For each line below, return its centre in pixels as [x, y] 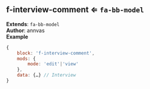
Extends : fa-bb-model [33, 24]
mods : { [26, 59]
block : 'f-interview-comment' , [56, 53]
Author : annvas [25, 30]
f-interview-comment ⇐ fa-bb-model [75, 10]
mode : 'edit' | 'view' [53, 64]
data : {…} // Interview [47, 75]
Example [17, 36]
